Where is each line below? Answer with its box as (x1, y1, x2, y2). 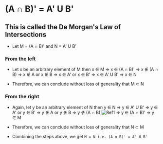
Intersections (5, 30, 47, 38)
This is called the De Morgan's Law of (5, 23, 121, 31)
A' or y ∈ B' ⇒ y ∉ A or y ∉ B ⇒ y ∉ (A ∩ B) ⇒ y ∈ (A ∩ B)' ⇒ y (12, 109, 155, 115)
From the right (5, 93, 39, 100)
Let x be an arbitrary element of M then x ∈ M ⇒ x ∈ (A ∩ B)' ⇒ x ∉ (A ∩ (12, 67, 159, 72)
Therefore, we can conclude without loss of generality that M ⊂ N (12, 81, 145, 87)
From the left (5, 55, 36, 62)
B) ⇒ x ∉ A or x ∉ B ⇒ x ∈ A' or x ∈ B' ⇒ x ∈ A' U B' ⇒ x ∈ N (12, 72, 137, 77)
